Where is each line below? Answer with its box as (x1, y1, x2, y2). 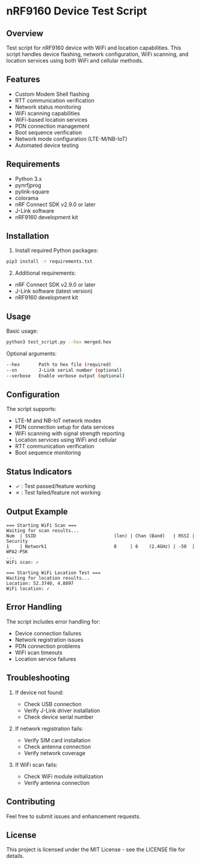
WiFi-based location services (14, 116, 88, 123)
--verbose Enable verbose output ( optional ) (6, 372, 125, 379)
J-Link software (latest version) (14, 287, 93, 295)
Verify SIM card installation (23, 736, 91, 743)
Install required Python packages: (14, 247, 99, 254)
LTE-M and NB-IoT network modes (14, 417, 102, 424)
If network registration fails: (14, 725, 84, 732)
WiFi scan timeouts (14, 649, 63, 656)
